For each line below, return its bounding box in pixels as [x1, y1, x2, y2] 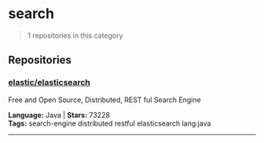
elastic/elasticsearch [8, 77, 90, 88]
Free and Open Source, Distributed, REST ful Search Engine [8, 95, 202, 104]
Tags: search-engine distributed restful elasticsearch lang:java [8, 119, 211, 128]
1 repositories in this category [27, 31, 123, 40]
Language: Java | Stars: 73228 [8, 110, 110, 119]
